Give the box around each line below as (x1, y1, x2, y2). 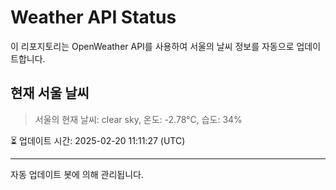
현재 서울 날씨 (10, 85, 90, 102)
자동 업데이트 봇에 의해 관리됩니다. (10, 168, 144, 180)
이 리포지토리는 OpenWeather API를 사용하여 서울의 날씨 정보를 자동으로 (10, 40, 295, 52)
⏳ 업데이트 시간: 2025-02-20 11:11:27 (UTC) (10, 134, 186, 146)
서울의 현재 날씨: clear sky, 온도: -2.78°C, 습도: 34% (34, 113, 243, 125)
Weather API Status (10, 6, 177, 29)
